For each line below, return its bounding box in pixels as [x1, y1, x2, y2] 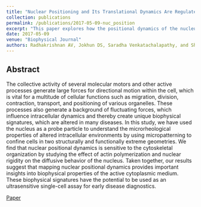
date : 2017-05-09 [6, 31, 50, 37]
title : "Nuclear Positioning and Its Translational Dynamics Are [6, 8, 172, 15]
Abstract [6, 64, 40, 75]
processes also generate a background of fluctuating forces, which [6, 106, 172, 113]
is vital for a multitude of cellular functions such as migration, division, [6, 93, 179, 100]
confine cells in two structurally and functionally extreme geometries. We [6, 137, 187, 145]
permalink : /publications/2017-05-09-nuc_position [6, 20, 135, 26]
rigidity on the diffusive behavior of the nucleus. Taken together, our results [6, 157, 192, 164]
